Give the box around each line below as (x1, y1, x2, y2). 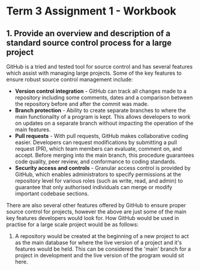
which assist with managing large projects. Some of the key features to (6, 69, 182, 77)
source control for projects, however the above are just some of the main (6, 208, 187, 215)
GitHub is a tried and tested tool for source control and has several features (6, 63, 193, 70)
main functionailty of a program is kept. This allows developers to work (14, 113, 191, 120)
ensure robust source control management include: (6, 76, 133, 83)
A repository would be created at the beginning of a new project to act (14, 233, 189, 239)
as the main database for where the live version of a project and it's (14, 239, 182, 246)
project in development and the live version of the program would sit (14, 252, 184, 259)
